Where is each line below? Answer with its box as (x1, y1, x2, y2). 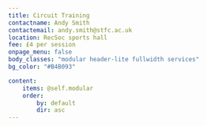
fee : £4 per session (8, 41, 77, 49)
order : (22, 91, 44, 99)
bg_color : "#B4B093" (8, 63, 77, 71)
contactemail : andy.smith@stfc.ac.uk (8, 26, 133, 34)
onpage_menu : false (8, 48, 73, 56)
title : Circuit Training (8, 11, 90, 20)
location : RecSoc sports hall (8, 33, 108, 42)
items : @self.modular (22, 84, 93, 92)
